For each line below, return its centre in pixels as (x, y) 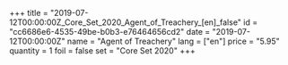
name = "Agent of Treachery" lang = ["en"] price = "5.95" (173, 41)
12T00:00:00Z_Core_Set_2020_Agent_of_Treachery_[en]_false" (126, 22)
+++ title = (29, 13)
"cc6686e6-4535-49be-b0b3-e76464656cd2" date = (110, 32)
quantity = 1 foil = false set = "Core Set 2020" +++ (102, 51)
